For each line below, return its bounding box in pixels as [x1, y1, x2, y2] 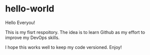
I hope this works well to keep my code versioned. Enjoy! [5, 44, 122, 50]
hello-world [5, 3, 55, 14]
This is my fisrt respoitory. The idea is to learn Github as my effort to [5, 29, 146, 35]
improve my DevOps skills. [5, 34, 60, 40]
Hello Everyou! [5, 19, 35, 25]
